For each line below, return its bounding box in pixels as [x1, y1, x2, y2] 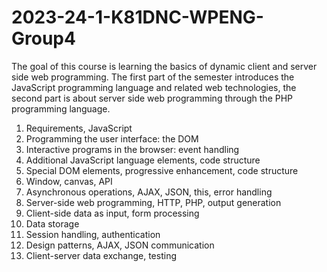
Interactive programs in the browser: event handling [25, 143, 240, 155]
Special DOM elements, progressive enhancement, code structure [25, 164, 299, 176]
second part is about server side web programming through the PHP [11, 92, 294, 104]
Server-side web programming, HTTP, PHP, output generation [25, 196, 282, 208]
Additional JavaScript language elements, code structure [25, 154, 261, 166]
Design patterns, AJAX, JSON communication [25, 239, 215, 251]
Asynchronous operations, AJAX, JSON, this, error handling [25, 186, 273, 198]
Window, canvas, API [25, 175, 113, 187]
